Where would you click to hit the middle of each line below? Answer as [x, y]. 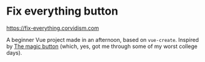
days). [14, 52]
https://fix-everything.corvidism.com [53, 28]
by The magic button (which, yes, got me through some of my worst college [102, 46]
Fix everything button [62, 11]
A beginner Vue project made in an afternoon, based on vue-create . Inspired [102, 40]
